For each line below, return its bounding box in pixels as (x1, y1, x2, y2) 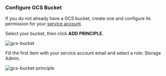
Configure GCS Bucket (5, 4, 62, 11)
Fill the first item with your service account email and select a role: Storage (5, 50, 161, 56)
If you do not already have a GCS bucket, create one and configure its (5, 16, 151, 22)
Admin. (5, 55, 20, 61)
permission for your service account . (5, 21, 82, 27)
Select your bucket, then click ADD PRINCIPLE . (5, 31, 104, 37)
